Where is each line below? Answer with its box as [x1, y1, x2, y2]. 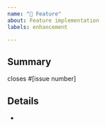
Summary [7, 56, 52, 68]
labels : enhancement [7, 23, 69, 30]
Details [7, 95, 39, 107]
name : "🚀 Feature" [7, 10, 61, 18]
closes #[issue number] [7, 75, 76, 83]
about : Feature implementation [7, 17, 100, 24]
